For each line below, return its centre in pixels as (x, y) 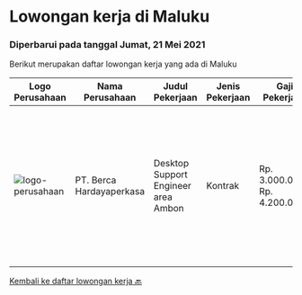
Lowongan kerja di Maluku (110, 17)
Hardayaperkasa (110, 192)
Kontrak (223, 186)
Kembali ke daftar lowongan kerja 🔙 (75, 282)
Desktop (171, 164)
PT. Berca (96, 180)
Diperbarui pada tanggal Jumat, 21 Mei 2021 (107, 45)
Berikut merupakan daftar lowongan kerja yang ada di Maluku (123, 64)
